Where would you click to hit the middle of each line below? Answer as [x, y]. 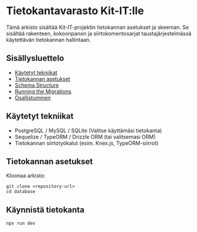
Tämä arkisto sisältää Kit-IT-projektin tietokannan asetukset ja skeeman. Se [98, 27]
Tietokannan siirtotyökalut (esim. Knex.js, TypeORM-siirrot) [86, 143]
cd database [21, 192]
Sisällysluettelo [35, 58]
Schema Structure [37, 85]
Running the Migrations [43, 91]
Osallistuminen [33, 97]
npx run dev [21, 223]
